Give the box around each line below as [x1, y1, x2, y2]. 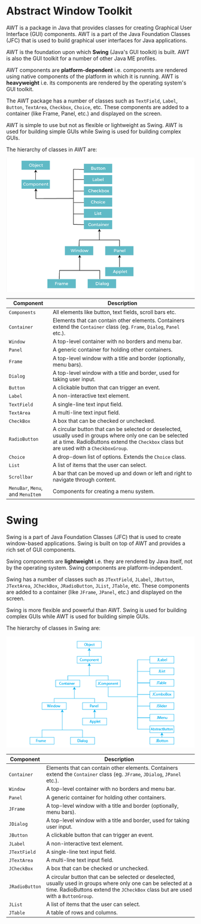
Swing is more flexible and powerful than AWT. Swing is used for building [6, 606, 187, 613]
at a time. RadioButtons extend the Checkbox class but [53, 438, 184, 446]
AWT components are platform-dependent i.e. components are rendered [6, 66, 187, 73]
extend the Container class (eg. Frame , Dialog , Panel [53, 323, 180, 330]
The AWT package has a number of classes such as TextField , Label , [6, 97, 178, 104]
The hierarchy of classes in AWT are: [6, 146, 98, 153]
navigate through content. [53, 476, 117, 483]
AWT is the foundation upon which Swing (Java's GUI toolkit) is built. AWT [6, 48, 190, 55]
